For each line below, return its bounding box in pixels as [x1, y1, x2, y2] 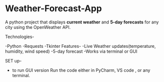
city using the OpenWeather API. [5, 24, 71, 30]
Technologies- [5, 34, 34, 40]
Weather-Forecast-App [5, 3, 102, 14]
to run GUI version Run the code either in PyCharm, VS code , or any [12, 67, 151, 73]
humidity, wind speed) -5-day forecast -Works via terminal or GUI [5, 48, 138, 54]
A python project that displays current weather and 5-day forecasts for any [5, 19, 159, 25]
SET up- [5, 58, 22, 63]
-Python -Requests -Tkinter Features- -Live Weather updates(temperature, [5, 43, 156, 49]
